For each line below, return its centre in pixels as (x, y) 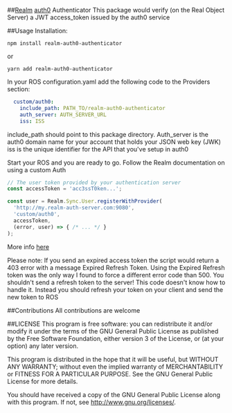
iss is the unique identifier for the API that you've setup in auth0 (98, 149)
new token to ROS (33, 297)
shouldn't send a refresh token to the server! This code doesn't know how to (116, 282)
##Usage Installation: (37, 31)
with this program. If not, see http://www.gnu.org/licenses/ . (92, 402)
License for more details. (43, 381)
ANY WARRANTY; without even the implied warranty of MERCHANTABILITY (115, 367)
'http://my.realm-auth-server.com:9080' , (74, 208)
